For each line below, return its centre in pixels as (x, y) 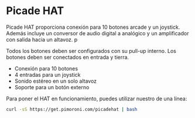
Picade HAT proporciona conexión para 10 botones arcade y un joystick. (93, 27)
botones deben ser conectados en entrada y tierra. (68, 57)
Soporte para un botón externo (52, 87)
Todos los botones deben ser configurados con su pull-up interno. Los (91, 50)
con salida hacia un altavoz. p (42, 39)
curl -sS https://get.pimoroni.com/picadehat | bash (72, 109)
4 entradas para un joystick (47, 75)
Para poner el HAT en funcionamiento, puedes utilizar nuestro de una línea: (97, 99)
